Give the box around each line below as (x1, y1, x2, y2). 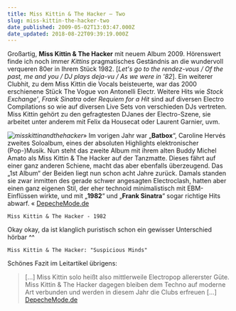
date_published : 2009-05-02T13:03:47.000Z (7, 23, 135, 31)
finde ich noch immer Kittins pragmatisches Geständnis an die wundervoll (7, 58, 224, 66)
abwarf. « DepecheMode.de (7, 200, 90, 208)
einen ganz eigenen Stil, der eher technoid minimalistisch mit (7, 184, 186, 192)
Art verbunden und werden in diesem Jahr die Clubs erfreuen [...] (24, 288, 217, 297)
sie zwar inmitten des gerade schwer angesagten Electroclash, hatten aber (7, 177, 227, 185)
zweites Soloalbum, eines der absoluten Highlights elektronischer (7, 139, 199, 148)
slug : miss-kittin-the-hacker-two (7, 17, 110, 24)
